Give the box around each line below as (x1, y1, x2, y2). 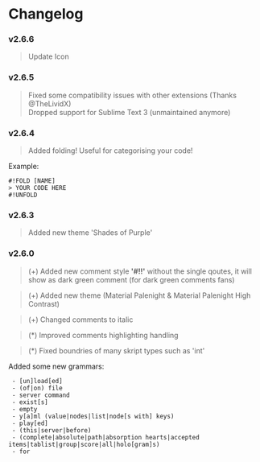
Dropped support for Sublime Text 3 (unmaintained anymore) (27, 107, 231, 117)
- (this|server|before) (11, 426, 92, 435)
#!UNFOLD (8, 191, 38, 200)
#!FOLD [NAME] (8, 177, 56, 185)
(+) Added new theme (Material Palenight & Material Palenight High (27, 291, 251, 300)
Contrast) (27, 299, 60, 308)
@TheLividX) (27, 98, 72, 109)
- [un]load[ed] (11, 377, 63, 385)
